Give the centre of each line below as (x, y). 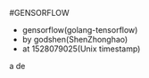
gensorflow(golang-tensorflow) (80, 30)
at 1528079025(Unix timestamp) (81, 49)
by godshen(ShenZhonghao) (75, 39)
